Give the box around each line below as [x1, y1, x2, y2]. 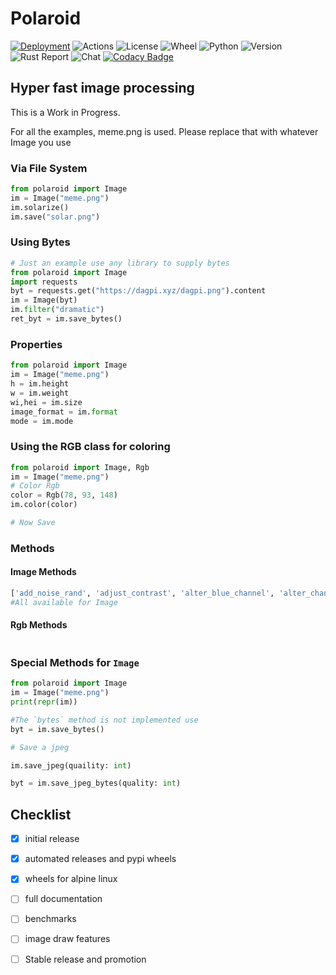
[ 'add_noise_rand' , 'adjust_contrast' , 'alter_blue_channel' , [10, 588, 275, 599]
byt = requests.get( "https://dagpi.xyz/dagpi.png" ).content [10, 286, 267, 296]
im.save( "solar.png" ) [10, 212, 101, 222]
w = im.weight [10, 388, 70, 398]
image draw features [24, 933, 111, 945]
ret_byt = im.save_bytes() [10, 314, 123, 324]
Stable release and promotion [24, 953, 147, 965]
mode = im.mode [10, 416, 74, 426]
